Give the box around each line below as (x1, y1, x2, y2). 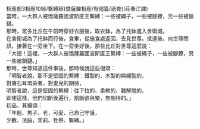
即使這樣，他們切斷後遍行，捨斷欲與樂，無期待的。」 (6, 95, 134, 101)
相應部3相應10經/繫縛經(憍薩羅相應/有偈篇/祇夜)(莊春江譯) (6, 5, 148, 12)
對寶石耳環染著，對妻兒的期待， (6, 80, 85, 86)
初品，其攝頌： (6, 102, 43, 109)
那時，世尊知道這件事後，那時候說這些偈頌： (6, 65, 116, 71)
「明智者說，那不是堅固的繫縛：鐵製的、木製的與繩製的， (6, 72, 147, 79)
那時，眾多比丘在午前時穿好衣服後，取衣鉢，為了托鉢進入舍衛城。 (6, 27, 168, 34)
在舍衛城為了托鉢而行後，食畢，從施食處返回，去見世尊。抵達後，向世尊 (6, 35, 183, 42)
